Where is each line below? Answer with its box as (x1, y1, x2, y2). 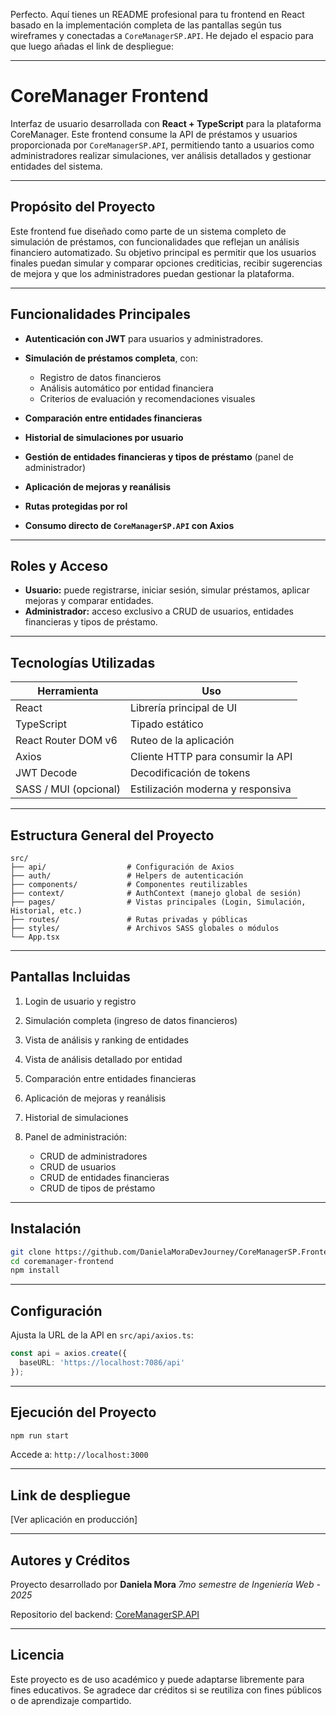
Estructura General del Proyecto (10, 827, 215, 844)
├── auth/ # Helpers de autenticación (10, 871, 244, 881)
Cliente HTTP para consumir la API (129, 750, 293, 764)
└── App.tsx (10, 932, 60, 942)
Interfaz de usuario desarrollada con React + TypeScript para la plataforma (10, 117, 322, 129)
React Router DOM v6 (15, 734, 118, 748)
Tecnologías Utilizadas (10, 654, 156, 671)
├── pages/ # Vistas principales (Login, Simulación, (10, 897, 307, 907)
